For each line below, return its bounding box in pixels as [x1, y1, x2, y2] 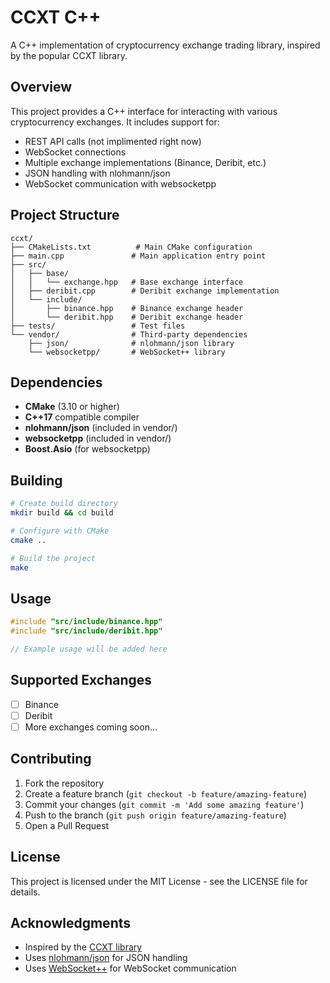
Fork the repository [24, 777, 105, 789]
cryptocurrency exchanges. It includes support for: [10, 116, 220, 128]
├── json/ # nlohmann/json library [28, 338, 235, 348]
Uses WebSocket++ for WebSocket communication [24, 962, 237, 975]
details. [10, 886, 41, 898]
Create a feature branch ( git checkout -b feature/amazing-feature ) [24, 787, 308, 800]
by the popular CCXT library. [10, 49, 128, 61]
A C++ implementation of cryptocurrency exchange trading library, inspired [10, 39, 321, 51]
